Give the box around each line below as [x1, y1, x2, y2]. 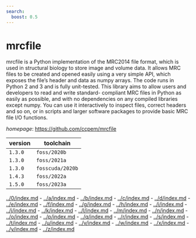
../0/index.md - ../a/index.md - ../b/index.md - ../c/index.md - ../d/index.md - [6, 195, 191, 202]
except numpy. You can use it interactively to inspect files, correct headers [6, 101, 187, 108]
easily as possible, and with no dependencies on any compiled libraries [6, 96, 178, 103]
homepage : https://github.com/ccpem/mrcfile [6, 125, 117, 132]
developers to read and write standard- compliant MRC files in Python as [6, 89, 182, 96]
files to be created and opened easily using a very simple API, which [6, 71, 171, 78]
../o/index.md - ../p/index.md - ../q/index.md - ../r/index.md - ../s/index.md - [6, 213, 189, 220]
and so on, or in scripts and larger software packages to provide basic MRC [6, 108, 188, 115]
